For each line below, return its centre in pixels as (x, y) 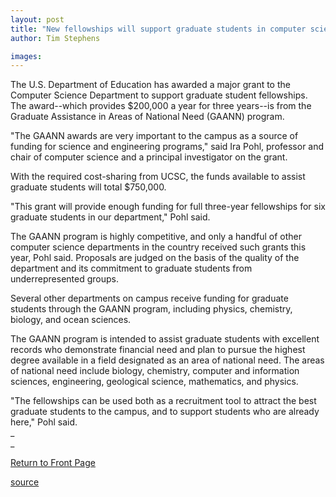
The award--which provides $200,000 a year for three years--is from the (161, 106)
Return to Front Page (53, 463)
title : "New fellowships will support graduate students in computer (158, 29)
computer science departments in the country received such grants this (158, 247)
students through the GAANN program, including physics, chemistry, (151, 309)
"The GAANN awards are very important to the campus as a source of (154, 136)
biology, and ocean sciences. (71, 320)
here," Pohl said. (44, 422)
